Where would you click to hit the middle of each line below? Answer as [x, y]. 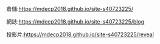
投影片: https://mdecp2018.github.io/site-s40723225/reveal [80, 34]
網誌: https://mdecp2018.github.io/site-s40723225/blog [75, 22]
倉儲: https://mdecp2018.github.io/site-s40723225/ [70, 9]
